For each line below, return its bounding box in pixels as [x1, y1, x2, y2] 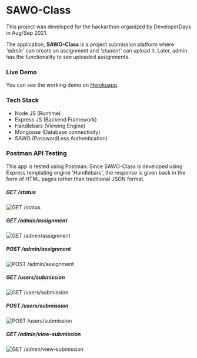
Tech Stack [6, 96, 39, 104]
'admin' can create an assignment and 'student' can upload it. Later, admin [6, 47, 188, 54]
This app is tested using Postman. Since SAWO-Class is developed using [6, 163, 183, 170]
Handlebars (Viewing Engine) [14, 122, 86, 129]
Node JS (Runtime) [14, 110, 61, 117]
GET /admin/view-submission [6, 331, 81, 338]
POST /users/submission [6, 302, 69, 310]
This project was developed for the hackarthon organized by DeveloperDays [6, 23, 191, 30]
